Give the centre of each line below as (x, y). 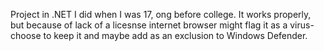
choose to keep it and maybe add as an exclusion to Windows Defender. (159, 35)
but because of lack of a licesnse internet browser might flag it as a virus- (162, 25)
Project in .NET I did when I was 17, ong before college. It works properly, (161, 14)
